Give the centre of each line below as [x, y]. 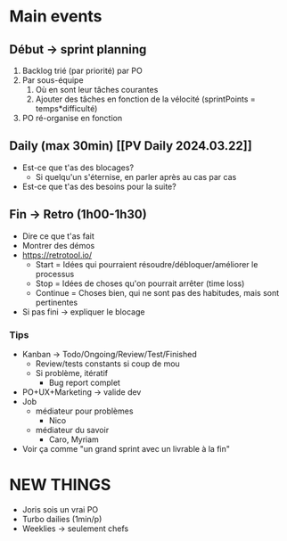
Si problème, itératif [72, 373]
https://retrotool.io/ [57, 255]
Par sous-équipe [53, 80]
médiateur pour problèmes [84, 411]
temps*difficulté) [66, 108]
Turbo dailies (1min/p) [62, 519]
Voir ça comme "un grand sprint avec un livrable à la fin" [126, 448]
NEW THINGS [60, 485]
